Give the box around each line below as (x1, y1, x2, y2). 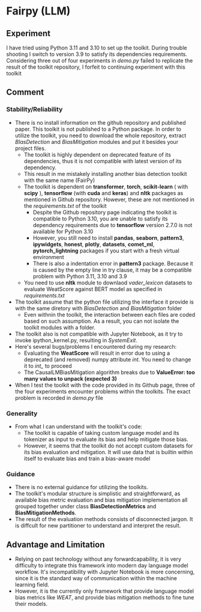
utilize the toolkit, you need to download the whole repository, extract (14, 131, 187, 139)
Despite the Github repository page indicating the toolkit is (32, 208, 177, 216)
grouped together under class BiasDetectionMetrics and (14, 503, 157, 510)
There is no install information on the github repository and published (14, 119, 186, 126)
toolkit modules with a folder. (23, 323, 96, 331)
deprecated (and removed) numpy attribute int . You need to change (23, 355, 191, 363)
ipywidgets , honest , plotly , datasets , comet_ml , (32, 240, 155, 248)
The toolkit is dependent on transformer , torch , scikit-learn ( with (23, 183, 188, 190)
